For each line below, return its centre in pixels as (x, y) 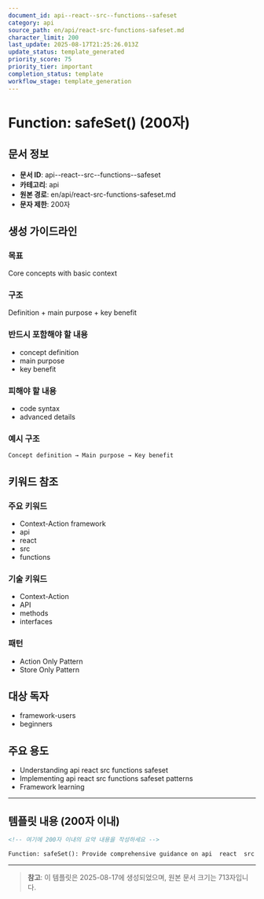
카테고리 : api (39, 184)
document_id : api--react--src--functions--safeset (93, 15)
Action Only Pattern (51, 661)
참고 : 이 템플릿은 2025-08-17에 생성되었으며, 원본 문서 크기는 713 (128, 877)
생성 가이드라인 (43, 231)
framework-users (48, 716)
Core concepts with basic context (63, 273)
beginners (36, 724)
